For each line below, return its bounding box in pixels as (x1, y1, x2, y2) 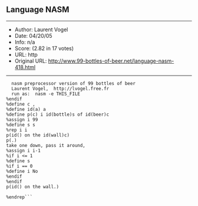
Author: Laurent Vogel (14, 26, 68, 33)
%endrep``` (6, 194, 33, 200)
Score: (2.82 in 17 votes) (14, 44, 74, 52)
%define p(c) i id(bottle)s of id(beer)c (6, 112, 110, 117)
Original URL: (14, 57, 47, 64)
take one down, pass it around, (6, 142, 85, 148)
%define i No (6, 168, 38, 174)
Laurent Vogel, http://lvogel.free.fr (11, 86, 110, 91)
